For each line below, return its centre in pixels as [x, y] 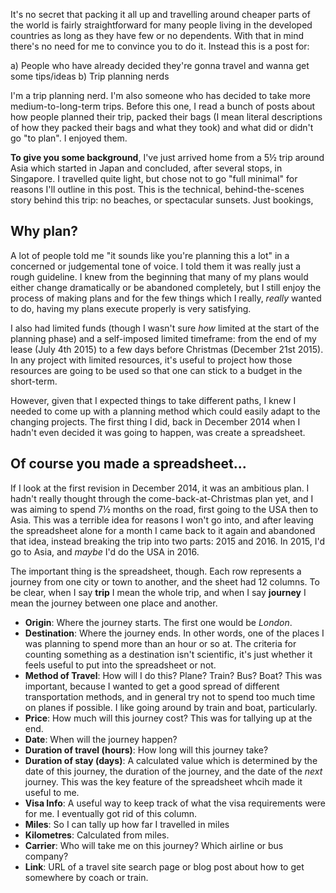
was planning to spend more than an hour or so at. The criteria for [160, 643]
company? [46, 856]
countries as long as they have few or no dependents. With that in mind [157, 35]
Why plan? [44, 231]
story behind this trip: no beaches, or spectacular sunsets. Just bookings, [162, 200]
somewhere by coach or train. [86, 877]
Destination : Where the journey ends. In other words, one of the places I [174, 633]
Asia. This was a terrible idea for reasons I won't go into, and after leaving [162, 520]
